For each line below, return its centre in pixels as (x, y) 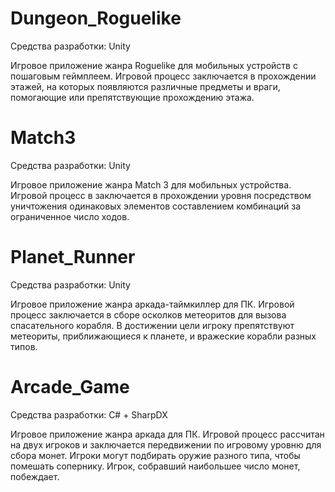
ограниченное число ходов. (70, 216)
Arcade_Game (70, 387)
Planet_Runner (73, 257)
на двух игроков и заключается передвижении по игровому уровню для (166, 444)
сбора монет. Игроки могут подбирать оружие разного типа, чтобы (155, 455)
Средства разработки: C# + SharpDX (89, 414)
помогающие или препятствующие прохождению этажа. (132, 97)
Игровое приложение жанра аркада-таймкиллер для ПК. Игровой (152, 304)
